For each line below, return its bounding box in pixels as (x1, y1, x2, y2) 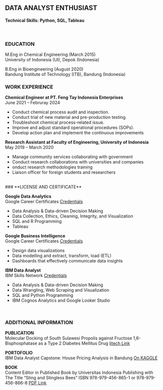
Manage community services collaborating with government (12, 154, 133, 160)
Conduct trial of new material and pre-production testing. (12, 114, 127, 120)
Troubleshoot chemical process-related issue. (12, 119, 105, 126)
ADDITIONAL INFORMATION (5, 319, 73, 326)
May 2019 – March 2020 (5, 145, 54, 150)
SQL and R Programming (12, 219, 62, 224)
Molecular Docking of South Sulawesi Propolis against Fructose (5, 335, 132, 341)
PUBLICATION (5, 330, 34, 336)
